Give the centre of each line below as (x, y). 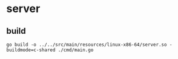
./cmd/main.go (76, 50)
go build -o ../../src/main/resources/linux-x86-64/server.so (87, 45)
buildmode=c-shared (31, 50)
